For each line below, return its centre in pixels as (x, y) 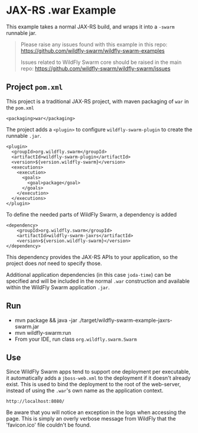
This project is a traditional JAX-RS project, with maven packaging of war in (98, 101)
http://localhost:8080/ (35, 402)
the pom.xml (20, 108)
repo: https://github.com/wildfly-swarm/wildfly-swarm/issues (95, 68)
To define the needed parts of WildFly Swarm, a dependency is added (92, 214)
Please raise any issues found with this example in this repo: (94, 44)
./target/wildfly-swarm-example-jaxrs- (126, 320)
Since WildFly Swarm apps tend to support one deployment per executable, (98, 372)
